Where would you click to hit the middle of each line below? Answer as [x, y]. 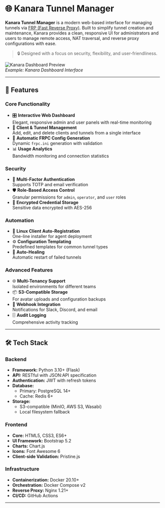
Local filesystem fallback [45, 412]
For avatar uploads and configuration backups [59, 299]
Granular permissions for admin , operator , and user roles [69, 197]
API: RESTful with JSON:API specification [54, 375]
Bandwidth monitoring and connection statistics [60, 156]
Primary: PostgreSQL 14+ [45, 391]
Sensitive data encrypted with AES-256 [52, 207]
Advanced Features [29, 270]
